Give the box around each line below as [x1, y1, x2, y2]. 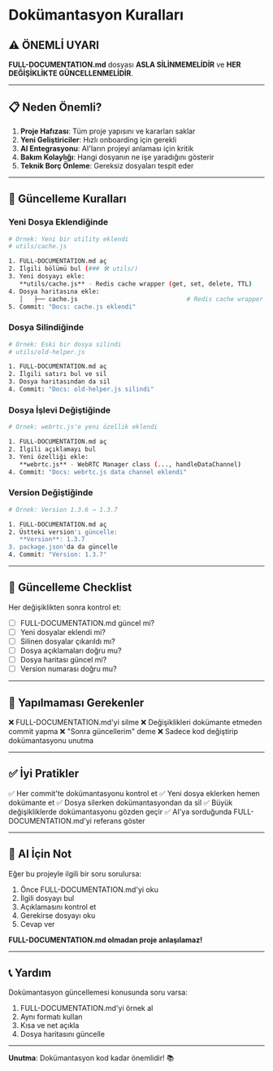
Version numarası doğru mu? [19, 664, 117, 674]
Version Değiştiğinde [8, 487, 93, 498]
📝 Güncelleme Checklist [8, 580, 132, 595]
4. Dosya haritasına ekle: [8, 287, 100, 295]
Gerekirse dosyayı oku [19, 910, 96, 920]
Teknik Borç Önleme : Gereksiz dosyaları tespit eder [19, 160, 194, 170]
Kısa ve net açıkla [19, 1021, 80, 1030]
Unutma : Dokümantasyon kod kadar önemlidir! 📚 [8, 1053, 175, 1063]
